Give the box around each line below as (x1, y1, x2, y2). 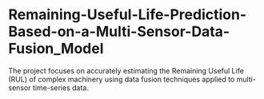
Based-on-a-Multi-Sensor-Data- (8, 22, 230, 41)
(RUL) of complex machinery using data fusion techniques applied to (8, 74, 235, 84)
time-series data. (32, 82, 90, 93)
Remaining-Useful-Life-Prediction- (8, 6, 247, 24)
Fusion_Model (8, 40, 104, 57)
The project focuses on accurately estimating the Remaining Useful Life (8, 65, 244, 75)
